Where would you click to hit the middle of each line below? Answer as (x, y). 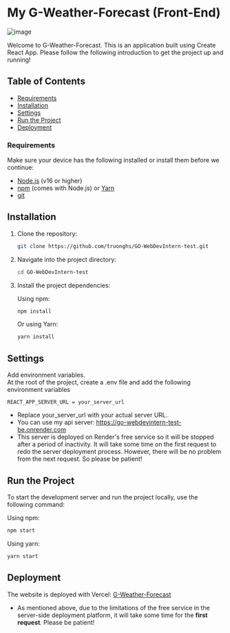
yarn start (23, 556)
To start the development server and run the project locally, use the (103, 497)
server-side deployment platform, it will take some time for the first (112, 615)
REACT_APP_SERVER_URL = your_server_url (66, 402)
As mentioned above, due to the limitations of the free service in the (113, 608)
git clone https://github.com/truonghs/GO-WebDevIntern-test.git (113, 246)
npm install (34, 311)
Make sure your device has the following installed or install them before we (113, 160)
